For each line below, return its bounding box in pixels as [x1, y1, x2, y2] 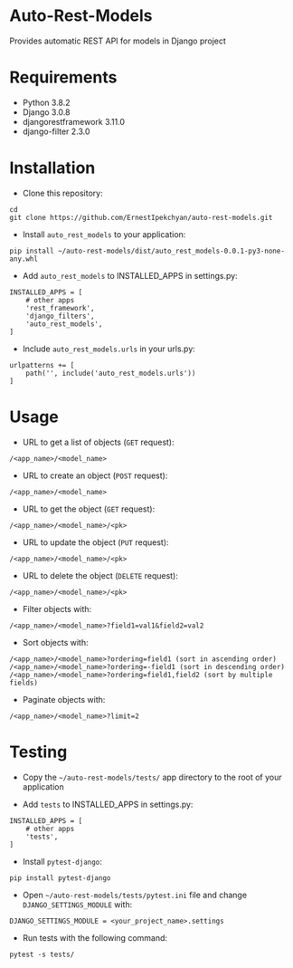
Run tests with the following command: [22, 932, 168, 943]
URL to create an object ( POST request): [22, 470, 168, 481]
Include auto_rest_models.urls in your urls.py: [22, 343, 196, 354]
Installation [9, 158, 96, 178]
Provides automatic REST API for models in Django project [9, 35, 226, 46]
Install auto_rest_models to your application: [22, 228, 186, 240]
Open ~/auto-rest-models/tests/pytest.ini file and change [22, 889, 247, 900]
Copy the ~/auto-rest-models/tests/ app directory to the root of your [22, 772, 282, 782]
